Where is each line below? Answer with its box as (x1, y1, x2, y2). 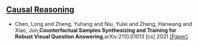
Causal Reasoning (6, 5, 75, 15)
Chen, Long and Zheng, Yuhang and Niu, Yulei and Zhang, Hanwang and (14, 20, 193, 27)
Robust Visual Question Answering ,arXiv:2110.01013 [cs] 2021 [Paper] (14, 32, 189, 40)
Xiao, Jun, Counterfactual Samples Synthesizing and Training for (14, 27, 177, 34)
